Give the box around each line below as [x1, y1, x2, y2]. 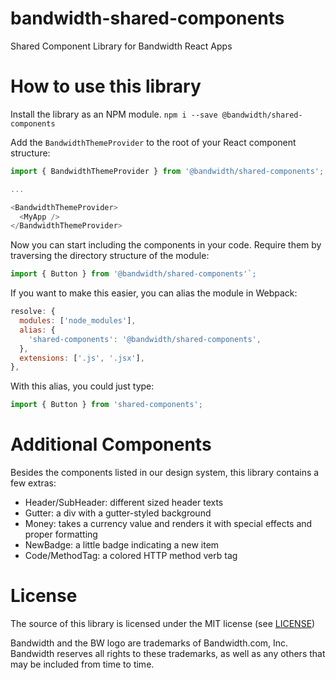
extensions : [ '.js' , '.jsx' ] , [19, 353, 145, 363]
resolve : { [10, 307, 56, 317]
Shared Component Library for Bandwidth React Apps [10, 40, 233, 52]
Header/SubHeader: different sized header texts [24, 497, 224, 509]
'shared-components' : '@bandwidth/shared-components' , [28, 334, 262, 344]
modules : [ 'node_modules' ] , [19, 316, 137, 326]
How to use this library [10, 75, 202, 98]
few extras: [10, 477, 57, 489]
